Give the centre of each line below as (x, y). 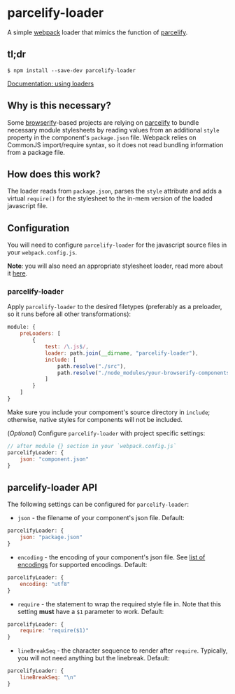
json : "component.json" (55, 459)
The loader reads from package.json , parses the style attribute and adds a (115, 191)
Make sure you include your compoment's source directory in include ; (109, 412)
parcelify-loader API (52, 488)
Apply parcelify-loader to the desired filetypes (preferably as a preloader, (115, 307)
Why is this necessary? (59, 106)
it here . (17, 273)
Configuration (38, 228)
